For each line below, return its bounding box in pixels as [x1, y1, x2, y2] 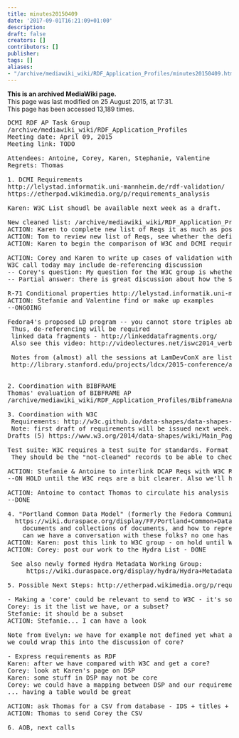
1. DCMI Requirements [7, 175, 83, 184]
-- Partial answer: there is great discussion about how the [7, 275, 225, 283]
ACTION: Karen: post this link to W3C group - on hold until [7, 538, 225, 547]
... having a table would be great [7, 687, 132, 696]
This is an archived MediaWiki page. [7, 90, 117, 98]
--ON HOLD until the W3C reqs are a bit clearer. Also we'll [7, 474, 225, 483]
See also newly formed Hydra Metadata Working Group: [11, 559, 203, 568]
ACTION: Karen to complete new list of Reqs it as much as [7, 225, 218, 233]
